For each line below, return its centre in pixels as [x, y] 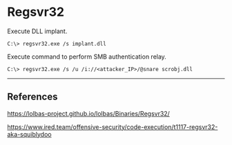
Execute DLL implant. [37, 31]
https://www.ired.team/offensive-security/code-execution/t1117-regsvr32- [113, 127]
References [32, 97]
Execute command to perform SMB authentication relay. [87, 57]
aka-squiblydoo [29, 134]
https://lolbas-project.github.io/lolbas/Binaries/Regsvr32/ [89, 113]
